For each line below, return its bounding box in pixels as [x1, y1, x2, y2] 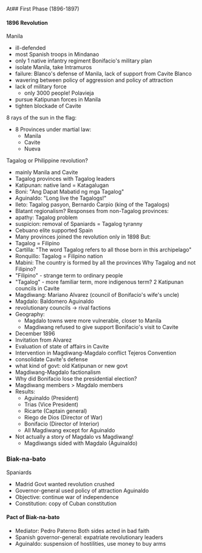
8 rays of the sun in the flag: [6, 114, 77, 121]
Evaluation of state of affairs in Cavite [15, 343, 109, 350]
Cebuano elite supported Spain [15, 227, 93, 234]
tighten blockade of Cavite [15, 103, 82, 110]
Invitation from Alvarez [15, 336, 72, 344]
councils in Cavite [15, 285, 60, 292]
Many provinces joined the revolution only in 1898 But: [15, 233, 151, 240]
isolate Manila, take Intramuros [15, 64, 92, 71]
